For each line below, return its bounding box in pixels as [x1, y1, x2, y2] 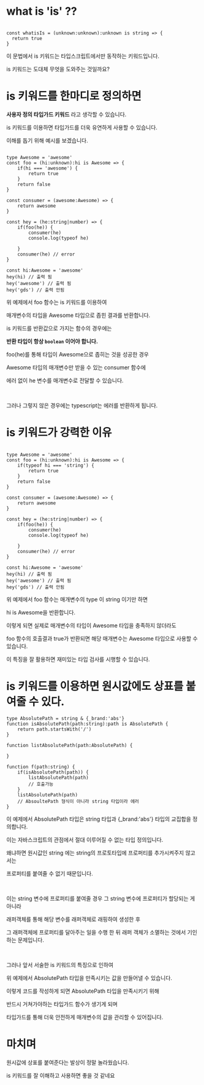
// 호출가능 [28, 781, 54, 787]
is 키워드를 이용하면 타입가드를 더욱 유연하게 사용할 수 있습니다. [6, 123, 158, 131]
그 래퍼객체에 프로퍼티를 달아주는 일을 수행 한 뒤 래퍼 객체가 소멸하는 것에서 [6, 928, 186, 936]
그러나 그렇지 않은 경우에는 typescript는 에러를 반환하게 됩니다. [6, 401, 158, 409]
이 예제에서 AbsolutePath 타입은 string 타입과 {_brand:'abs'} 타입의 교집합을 [6, 815, 192, 823]
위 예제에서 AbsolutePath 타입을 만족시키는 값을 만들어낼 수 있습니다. [6, 974, 173, 981]
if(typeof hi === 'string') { [17, 462, 95, 468]
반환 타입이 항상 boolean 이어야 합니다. [6, 337, 98, 345]
